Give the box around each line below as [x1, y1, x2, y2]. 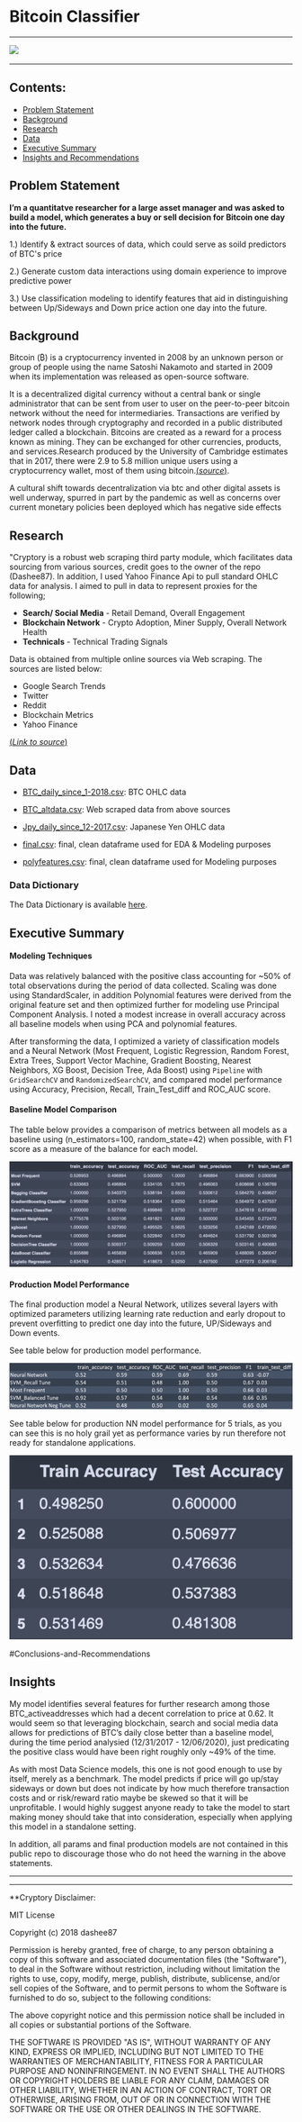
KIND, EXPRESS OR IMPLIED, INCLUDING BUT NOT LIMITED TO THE [9, 2046, 264, 2057]
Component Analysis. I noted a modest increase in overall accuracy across [9, 1009, 286, 1020]
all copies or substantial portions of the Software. [9, 2019, 191, 2030]
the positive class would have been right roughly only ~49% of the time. [9, 1746, 277, 1757]
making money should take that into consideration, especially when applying [9, 1811, 293, 1822]
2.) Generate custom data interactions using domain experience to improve [9, 266, 288, 277]
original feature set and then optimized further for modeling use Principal [9, 999, 280, 1010]
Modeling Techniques [9, 950, 93, 961]
